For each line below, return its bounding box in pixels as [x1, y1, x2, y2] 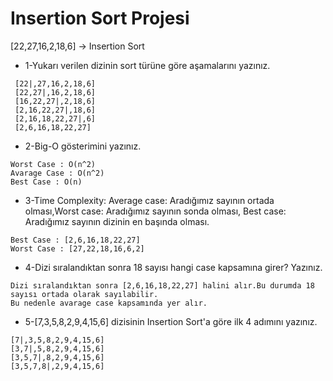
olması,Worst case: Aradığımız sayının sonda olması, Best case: [24, 205, 287, 217]
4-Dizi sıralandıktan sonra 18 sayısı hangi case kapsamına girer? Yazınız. [24, 261, 323, 273]
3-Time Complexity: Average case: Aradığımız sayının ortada [24, 194, 275, 206]
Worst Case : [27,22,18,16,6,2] [10, 243, 145, 254]
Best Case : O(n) [10, 177, 83, 187]
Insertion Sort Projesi [10, 7, 190, 30]
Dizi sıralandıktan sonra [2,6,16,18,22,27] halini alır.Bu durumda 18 [10, 280, 315, 291]
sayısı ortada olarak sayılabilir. [10, 289, 159, 299]
